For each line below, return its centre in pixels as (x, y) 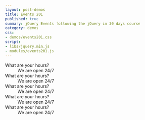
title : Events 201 (24, 14)
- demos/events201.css (28, 38)
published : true (22, 19)
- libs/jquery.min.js (27, 46)
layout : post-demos (25, 10)
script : (13, 42)
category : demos (22, 28)
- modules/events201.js (30, 51)
